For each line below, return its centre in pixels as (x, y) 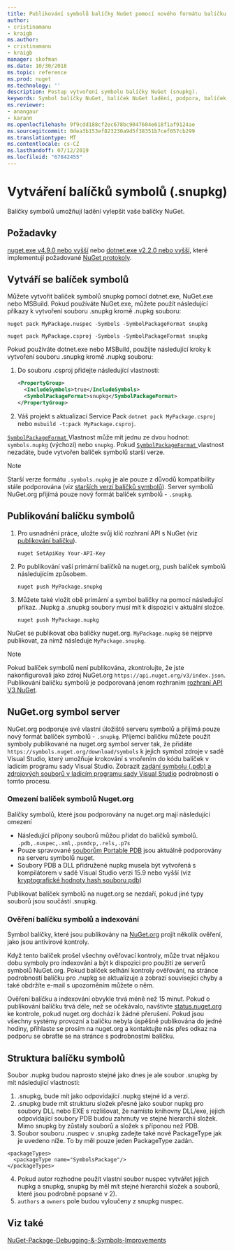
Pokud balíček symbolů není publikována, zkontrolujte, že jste (96, 667)
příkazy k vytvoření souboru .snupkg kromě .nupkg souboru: (94, 311)
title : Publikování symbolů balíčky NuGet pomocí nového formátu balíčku (117, 14)
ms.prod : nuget (29, 79)
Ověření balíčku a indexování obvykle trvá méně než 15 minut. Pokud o (109, 999)
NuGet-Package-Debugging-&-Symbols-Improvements (87, 1240)
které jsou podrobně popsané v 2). (67, 1194)
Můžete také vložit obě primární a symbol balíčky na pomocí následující (120, 599)
